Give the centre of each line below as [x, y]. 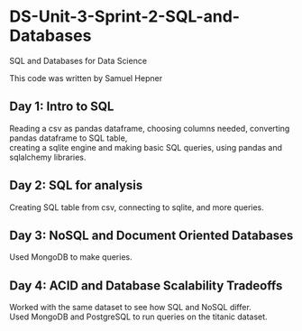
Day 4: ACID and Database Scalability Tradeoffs [146, 285]
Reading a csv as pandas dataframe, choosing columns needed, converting [150, 128]
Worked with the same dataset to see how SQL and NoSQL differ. [131, 308]
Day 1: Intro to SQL [62, 107]
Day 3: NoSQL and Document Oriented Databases [151, 235]
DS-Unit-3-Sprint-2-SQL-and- [125, 17]
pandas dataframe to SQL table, [69, 138]
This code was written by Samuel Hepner [86, 78]
